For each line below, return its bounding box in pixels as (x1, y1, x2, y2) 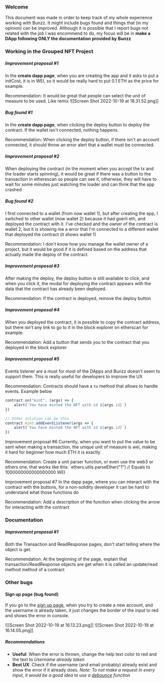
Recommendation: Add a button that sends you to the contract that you (5, 340, 149, 345)
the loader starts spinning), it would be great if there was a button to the (5, 171, 151, 177)
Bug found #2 (5, 198, 33, 204)
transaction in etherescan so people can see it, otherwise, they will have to (5, 176, 157, 182)
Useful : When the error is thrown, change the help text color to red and (12, 651, 157, 657)
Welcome (5, 3, 29, 10)
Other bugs (5, 579, 33, 586)
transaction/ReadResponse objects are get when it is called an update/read (5, 561, 158, 567)
